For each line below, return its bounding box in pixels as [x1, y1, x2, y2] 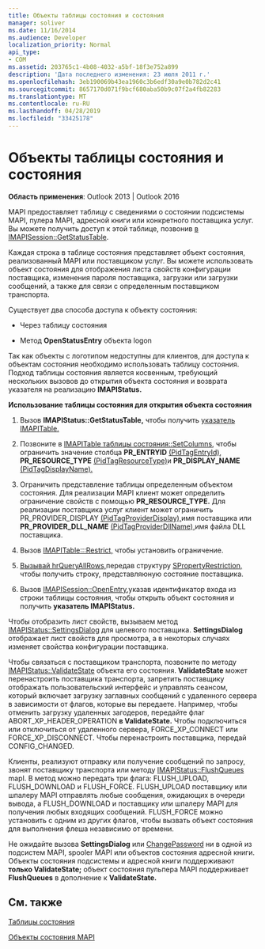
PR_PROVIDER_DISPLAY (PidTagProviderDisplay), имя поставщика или [19, 513, 252, 522]
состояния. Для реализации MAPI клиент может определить [19, 488, 225, 497]
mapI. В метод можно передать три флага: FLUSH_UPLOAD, [8, 773, 210, 783]
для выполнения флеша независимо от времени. [8, 824, 174, 833]
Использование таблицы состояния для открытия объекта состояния [8, 400, 252, 409]
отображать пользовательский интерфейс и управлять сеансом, [8, 682, 228, 692]
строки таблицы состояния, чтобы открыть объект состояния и [19, 593, 235, 602]
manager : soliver [8, 19, 66, 27]
